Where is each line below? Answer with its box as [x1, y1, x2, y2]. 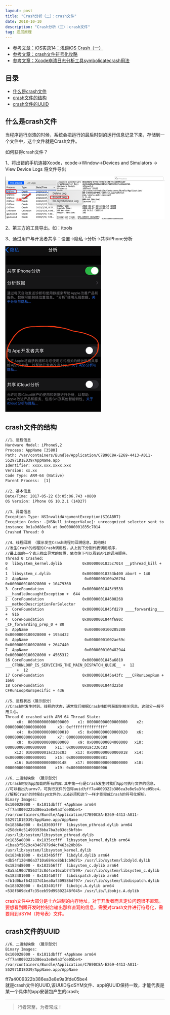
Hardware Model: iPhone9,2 [5, 442, 62, 448]
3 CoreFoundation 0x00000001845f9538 [5, 587, 123, 592]
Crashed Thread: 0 [5, 530, 44, 535]
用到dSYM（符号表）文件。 [9, 911, 67, 917]
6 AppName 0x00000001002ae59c [5, 638, 125, 643]
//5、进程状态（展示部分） [5, 699, 54, 704]
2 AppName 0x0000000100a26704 [5, 577, 125, 582]
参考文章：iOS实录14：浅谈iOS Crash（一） [12, 45, 104, 51]
